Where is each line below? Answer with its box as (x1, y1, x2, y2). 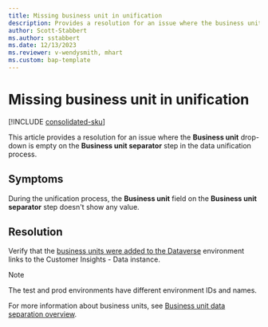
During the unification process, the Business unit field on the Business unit (8, 193, 258, 203)
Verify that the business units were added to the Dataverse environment (8, 246, 245, 256)
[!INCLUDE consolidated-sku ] (8, 116, 106, 126)
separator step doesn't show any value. (8, 202, 140, 211)
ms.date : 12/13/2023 (8, 41, 77, 49)
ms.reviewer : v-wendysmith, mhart (8, 49, 124, 57)
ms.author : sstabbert (8, 33, 81, 42)
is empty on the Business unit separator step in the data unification (28, 140, 251, 150)
